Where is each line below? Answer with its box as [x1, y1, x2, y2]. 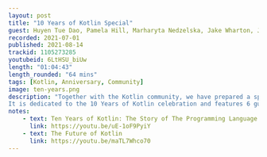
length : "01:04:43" [8, 63, 73, 71]
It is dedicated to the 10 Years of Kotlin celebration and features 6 [8, 100, 250, 108]
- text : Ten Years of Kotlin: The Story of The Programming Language [22, 115, 258, 123]
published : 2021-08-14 [8, 41, 83, 49]
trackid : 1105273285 [8, 48, 77, 56]
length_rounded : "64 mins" [8, 71, 98, 78]
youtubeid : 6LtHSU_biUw [8, 56, 87, 64]
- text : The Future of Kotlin [22, 129, 123, 137]
